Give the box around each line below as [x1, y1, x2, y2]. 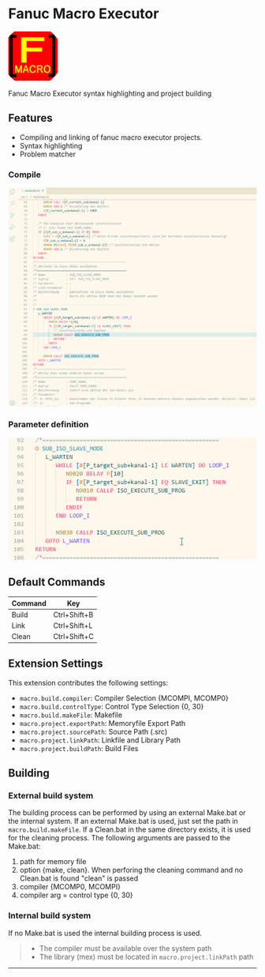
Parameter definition [8, 419, 89, 430]
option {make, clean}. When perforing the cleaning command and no [19, 866, 243, 875]
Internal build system [8, 910, 91, 921]
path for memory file [19, 857, 87, 866]
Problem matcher [19, 149, 77, 159]
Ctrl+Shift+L [53, 621, 93, 630]
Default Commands [8, 575, 106, 588]
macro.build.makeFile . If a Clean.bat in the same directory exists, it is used [8, 825, 251, 834]
